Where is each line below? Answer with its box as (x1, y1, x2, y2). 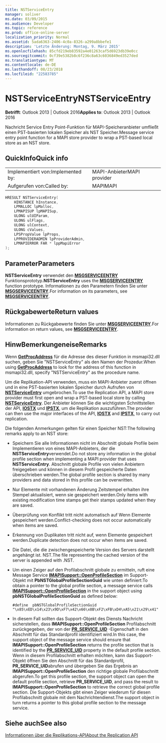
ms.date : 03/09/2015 (5, 16, 48, 21)
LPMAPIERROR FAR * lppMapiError (14, 241, 81, 246)
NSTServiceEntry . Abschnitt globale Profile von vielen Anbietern (12, 461, 145, 467)
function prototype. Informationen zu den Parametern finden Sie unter (5, 283, 148, 289)
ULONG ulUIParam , (14, 214, 50, 219)
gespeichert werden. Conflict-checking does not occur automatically (12, 517, 152, 523)
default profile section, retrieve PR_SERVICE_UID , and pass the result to (12, 678, 159, 685)
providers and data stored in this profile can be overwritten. (12, 477, 133, 482)
